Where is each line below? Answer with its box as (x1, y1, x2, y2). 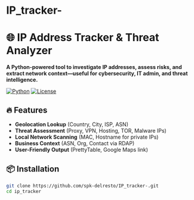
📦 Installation (6, 164, 60, 174)
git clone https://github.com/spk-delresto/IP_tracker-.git (6, 183, 159, 189)
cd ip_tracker (6, 188, 42, 194)
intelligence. (6, 76, 38, 83)
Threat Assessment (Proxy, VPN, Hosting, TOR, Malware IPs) (14, 127, 167, 134)
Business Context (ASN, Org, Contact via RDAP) (14, 139, 135, 146)
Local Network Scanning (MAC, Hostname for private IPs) (14, 133, 159, 140)
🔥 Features (6, 105, 48, 115)
